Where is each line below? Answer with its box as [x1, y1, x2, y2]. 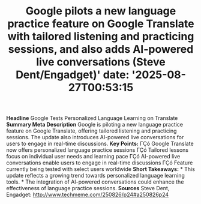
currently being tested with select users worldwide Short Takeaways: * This [6, 166, 195, 173]
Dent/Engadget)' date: [16, 68, 130, 82]
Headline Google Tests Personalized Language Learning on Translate [6, 115, 178, 122]
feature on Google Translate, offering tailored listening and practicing [6, 127, 177, 134]
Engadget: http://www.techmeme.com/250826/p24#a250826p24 [6, 191, 169, 199]
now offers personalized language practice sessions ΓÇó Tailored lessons [6, 146, 189, 154]
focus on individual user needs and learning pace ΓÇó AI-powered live [6, 153, 181, 160]
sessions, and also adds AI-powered [8, 43, 194, 56]
